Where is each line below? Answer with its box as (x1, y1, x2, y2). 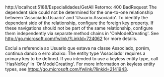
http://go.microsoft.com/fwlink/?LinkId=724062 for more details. (5, 36, 138, 41)
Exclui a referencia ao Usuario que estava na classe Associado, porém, (5, 45, 151, 51)
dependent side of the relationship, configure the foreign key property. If (5, 20, 154, 26)
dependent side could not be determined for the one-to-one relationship (5, 9, 153, 15)
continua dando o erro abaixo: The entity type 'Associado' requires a (5, 50, 146, 56)
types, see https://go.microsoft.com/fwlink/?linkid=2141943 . (5, 66, 128, 72)
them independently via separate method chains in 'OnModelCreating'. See (5, 31, 159, 36)
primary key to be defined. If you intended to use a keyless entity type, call (5, 56, 158, 61)
